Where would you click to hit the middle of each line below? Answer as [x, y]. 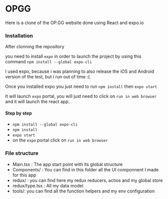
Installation [19, 36]
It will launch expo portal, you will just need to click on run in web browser [81, 96]
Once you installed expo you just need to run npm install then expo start [81, 86]
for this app [24, 175]
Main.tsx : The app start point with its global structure [67, 164]
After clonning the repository [35, 47]
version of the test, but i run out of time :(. [48, 77]
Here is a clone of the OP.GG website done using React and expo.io [74, 23]
